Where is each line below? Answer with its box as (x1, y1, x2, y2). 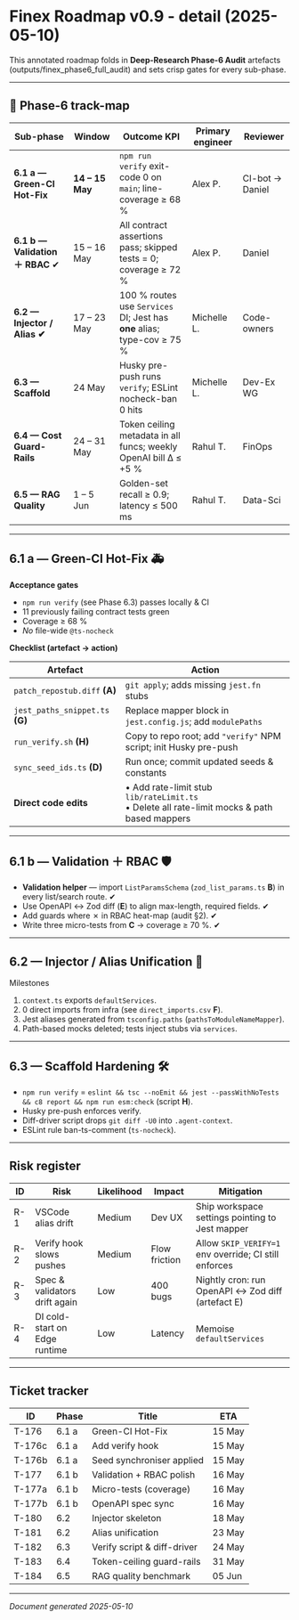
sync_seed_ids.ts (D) (13, 761, 103, 773)
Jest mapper (195, 1222, 249, 1234)
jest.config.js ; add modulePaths (125, 715, 263, 728)
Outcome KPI (123, 130, 181, 142)
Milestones (9, 978, 50, 989)
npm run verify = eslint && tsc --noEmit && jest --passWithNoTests (21, 1087, 279, 1097)
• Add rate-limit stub (125, 781, 213, 794)
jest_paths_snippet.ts (13, 705, 109, 715)
